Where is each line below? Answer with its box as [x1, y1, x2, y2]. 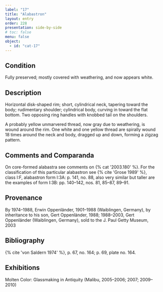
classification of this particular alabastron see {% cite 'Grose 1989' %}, [5, 169, 147, 175]
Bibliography [5, 236, 45, 245]
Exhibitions [5, 264, 40, 272]
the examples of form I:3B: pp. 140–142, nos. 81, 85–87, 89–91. [5, 180, 130, 186]
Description [5, 88, 41, 97]
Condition [5, 62, 36, 70]
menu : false [5, 35, 29, 40]
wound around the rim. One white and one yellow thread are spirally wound [5, 126, 156, 132]
